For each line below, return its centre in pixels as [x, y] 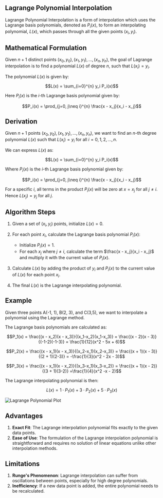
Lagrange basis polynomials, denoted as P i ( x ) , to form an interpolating [75, 25]
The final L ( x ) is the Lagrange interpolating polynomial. [67, 285]
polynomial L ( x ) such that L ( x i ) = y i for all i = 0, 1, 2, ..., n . [61, 140]
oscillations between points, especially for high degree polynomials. [80, 481]
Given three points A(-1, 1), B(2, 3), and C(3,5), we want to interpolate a [76, 312]
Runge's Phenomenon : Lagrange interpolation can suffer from [75, 476]
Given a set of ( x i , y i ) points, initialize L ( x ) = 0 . [58, 224]
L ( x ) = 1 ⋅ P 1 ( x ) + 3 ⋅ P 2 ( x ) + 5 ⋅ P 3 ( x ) [82, 390]
